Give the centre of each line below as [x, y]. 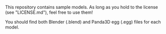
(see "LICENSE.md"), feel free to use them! [49, 12]
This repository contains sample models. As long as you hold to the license [82, 7]
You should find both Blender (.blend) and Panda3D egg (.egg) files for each [83, 22]
